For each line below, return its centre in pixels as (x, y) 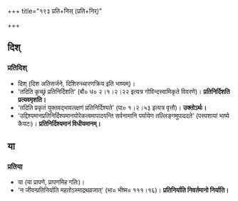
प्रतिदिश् (17, 68)
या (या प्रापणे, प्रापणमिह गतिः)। (51, 182)
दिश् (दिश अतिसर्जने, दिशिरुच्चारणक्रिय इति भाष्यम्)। (76, 83)
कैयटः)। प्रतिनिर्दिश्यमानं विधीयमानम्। (59, 123)
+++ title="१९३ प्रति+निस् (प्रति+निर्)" (55, 11)
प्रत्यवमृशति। (32, 99)
